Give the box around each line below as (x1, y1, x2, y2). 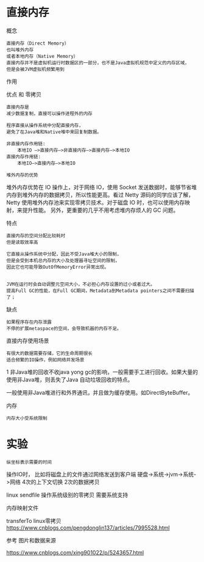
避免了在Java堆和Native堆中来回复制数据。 (6, 129, 102, 135)
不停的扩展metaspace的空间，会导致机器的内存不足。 (6, 325, 122, 332)
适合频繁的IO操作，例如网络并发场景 (6, 357, 85, 363)
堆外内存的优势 (6, 172, 38, 178)
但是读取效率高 (6, 239, 38, 245)
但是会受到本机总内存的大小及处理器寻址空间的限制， (6, 257, 120, 263)
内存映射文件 (6, 504, 38, 511)
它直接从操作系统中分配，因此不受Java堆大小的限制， (6, 251, 122, 257)
